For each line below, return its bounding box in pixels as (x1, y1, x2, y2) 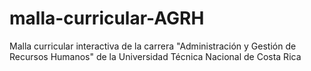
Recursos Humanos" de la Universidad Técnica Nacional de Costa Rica (9, 50, 302, 62)
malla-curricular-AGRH (9, 7, 205, 30)
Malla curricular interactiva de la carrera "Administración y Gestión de (9, 40, 297, 52)
